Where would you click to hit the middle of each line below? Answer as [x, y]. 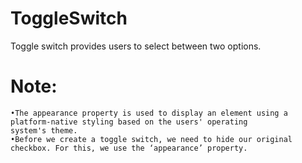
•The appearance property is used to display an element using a [149, 113]
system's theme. [44, 130]
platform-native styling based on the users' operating [129, 122]
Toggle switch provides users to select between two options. [136, 46]
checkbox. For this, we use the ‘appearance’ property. [129, 148]
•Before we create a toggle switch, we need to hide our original [151, 139]
